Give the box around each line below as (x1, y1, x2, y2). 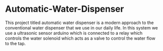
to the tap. (5, 40, 26, 46)
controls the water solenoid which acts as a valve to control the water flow (5, 35, 156, 41)
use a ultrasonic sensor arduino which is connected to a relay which (5, 30, 143, 36)
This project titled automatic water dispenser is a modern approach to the (5, 20, 154, 25)
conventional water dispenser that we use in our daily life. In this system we (5, 25, 158, 30)
